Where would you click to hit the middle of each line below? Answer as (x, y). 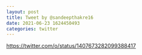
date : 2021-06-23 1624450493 (43, 23)
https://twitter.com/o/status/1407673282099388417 (71, 46)
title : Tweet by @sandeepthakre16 (50, 18)
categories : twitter (32, 29)
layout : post (23, 12)
